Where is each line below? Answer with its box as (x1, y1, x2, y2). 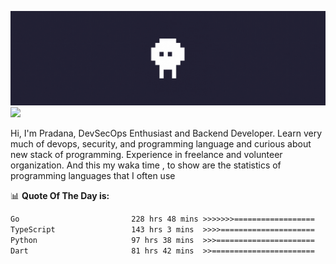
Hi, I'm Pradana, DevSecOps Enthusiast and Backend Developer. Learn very (10, 127, 323, 140)
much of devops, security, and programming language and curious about (10, 138, 312, 150)
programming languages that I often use (10, 170, 176, 182)
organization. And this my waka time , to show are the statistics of (10, 159, 282, 171)
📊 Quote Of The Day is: (10, 190, 110, 202)
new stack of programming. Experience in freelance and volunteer (10, 149, 283, 161)
